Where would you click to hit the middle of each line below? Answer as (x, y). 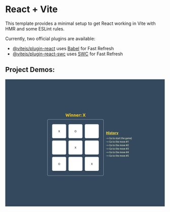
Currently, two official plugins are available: (50, 39)
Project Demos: (30, 70)
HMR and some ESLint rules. (35, 28)
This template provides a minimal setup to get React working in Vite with (80, 23)
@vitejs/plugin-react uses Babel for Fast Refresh (63, 48)
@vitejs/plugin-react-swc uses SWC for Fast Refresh (68, 54)
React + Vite (32, 9)
